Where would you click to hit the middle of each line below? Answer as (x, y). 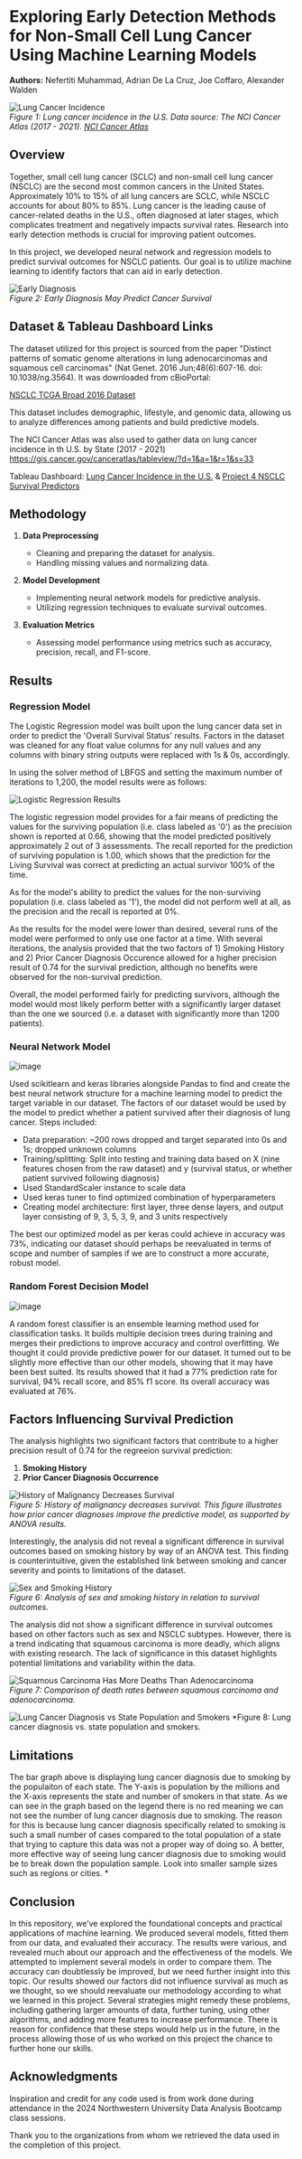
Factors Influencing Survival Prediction (122, 1420)
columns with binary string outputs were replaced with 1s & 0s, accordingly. (150, 755)
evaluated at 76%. (43, 1391)
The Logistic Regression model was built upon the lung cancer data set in (146, 726)
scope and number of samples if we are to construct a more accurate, (139, 1253)
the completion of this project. (65, 2145)
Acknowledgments (64, 2077)
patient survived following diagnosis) (91, 1178)
